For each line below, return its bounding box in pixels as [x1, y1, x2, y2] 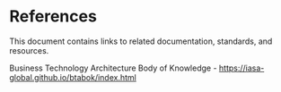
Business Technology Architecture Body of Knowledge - [9, 63, 217, 73]
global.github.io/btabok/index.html [9, 71, 136, 82]
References [9, 6, 97, 27]
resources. [9, 45, 49, 55]
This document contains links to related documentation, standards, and [9, 36, 273, 46]
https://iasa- [218, 63, 265, 73]
